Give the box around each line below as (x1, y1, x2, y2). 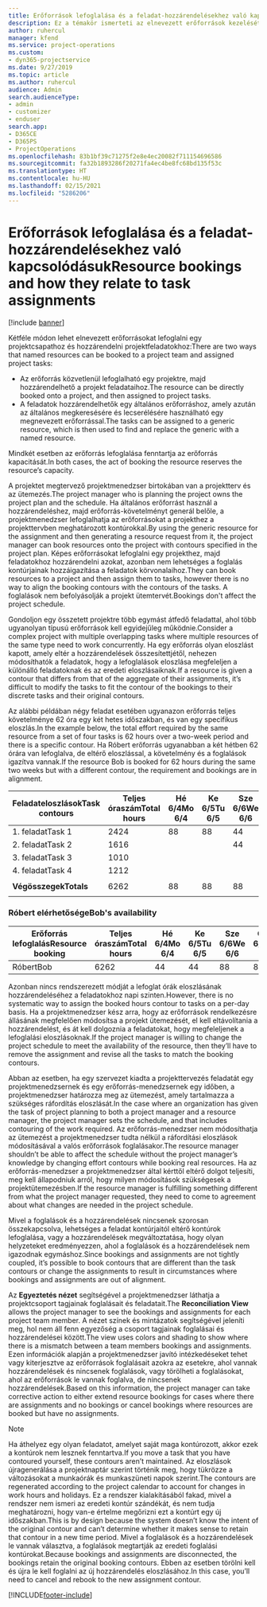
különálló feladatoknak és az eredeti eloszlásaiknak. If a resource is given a (8, 665, 253, 675)
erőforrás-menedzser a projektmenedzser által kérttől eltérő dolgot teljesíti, (8, 1166, 255, 1176)
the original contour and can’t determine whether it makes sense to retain (8, 1523, 249, 1533)
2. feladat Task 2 (12, 839, 73, 850)
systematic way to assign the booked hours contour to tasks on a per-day (8, 998, 250, 1008)
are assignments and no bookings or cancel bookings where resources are (8, 1400, 253, 1410)
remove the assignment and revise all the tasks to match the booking (8, 1049, 234, 1059)
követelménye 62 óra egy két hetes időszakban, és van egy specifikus (8, 714, 238, 724)
